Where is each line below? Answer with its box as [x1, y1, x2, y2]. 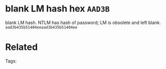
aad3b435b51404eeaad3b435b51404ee [5, 24, 78, 30]
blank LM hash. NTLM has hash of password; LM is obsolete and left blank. [5, 19, 161, 25]
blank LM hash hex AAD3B [5, 3, 110, 14]
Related [5, 41, 38, 53]
